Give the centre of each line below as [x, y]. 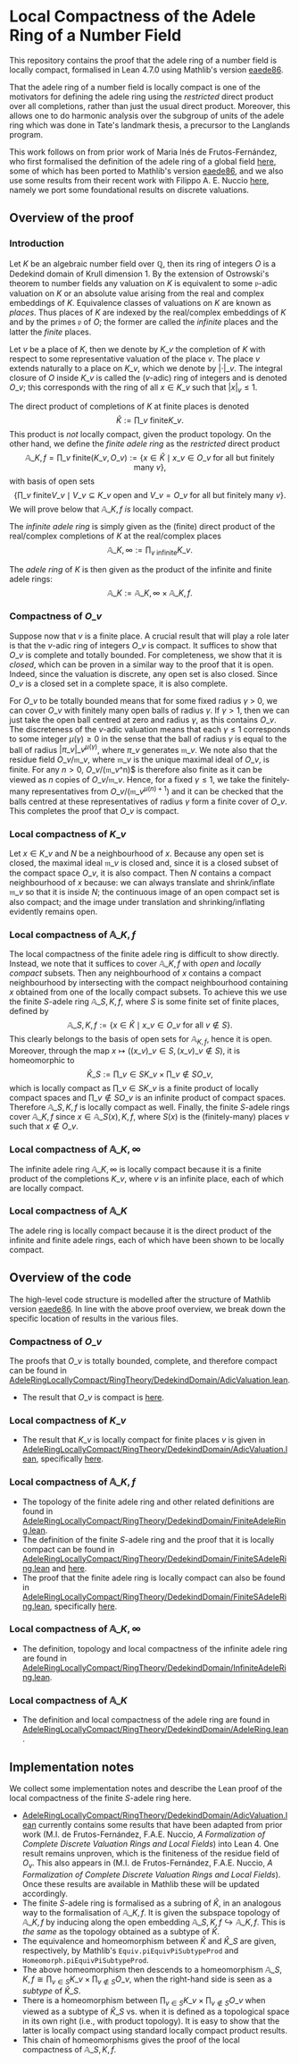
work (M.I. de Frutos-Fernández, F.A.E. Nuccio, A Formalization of [144, 1834]
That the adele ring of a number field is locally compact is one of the [135, 87]
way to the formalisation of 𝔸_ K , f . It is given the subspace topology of [151, 1912]
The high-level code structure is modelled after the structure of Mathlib [140, 1299]
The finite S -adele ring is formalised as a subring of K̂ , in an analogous [152, 1903]
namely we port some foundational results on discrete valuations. [129, 190]
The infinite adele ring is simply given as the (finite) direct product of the [142, 527]
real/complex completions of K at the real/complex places [115, 536]
